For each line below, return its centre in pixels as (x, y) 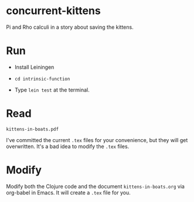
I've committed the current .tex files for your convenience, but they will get (97, 140)
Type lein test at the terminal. (52, 90)
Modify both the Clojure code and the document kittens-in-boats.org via (95, 186)
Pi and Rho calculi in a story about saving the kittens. (70, 27)
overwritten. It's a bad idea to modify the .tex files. (68, 146)
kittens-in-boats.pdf (33, 129)
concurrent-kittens (53, 11)
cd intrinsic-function (42, 79)
